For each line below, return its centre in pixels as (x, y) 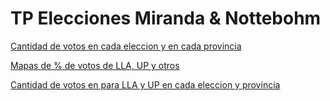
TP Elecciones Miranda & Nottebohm (166, 18)
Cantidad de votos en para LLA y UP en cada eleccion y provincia (145, 84)
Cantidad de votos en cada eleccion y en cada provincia (126, 46)
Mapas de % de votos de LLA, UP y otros (95, 65)
